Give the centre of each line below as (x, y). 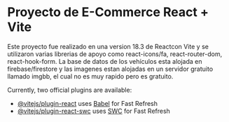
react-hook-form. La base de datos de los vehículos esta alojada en (105, 61)
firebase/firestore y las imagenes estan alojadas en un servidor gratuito (110, 69)
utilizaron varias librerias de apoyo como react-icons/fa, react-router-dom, (115, 54)
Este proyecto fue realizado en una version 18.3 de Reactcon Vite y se (108, 46)
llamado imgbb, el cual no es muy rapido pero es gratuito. (90, 76)
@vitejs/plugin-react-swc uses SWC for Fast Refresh (93, 111)
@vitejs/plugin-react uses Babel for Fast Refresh (88, 103)
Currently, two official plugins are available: (70, 90)
